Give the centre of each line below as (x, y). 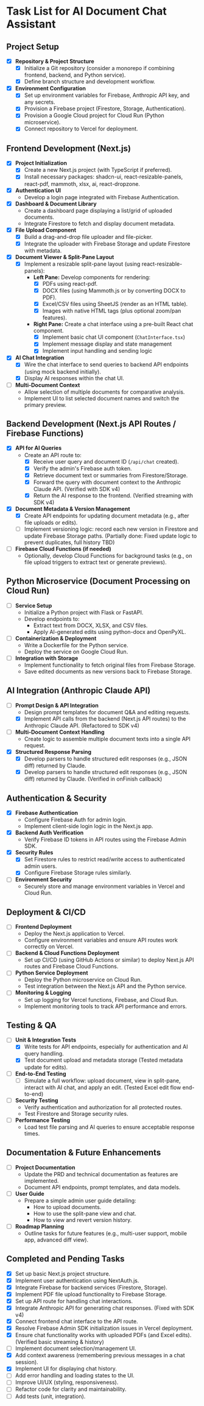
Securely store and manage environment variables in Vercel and (104, 886)
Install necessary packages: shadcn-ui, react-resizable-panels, (104, 177)
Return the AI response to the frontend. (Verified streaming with (113, 495)
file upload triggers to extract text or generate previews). (95, 563)
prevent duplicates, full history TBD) (69, 542)
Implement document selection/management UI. (76, 1349)
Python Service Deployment (51, 973)
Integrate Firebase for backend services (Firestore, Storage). (91, 1287)
